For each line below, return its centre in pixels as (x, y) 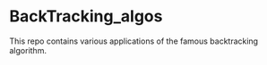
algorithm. (28, 50)
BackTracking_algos (86, 16)
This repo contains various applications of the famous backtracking (133, 41)
